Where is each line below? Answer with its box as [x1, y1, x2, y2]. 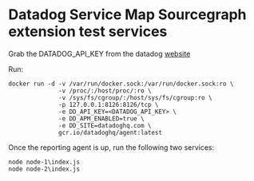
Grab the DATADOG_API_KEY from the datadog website [8, 49, 191, 58]
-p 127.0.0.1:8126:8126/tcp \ [58, 100, 159, 108]
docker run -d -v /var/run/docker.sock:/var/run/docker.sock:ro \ [8, 80, 234, 88]
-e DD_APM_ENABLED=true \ [58, 114, 145, 123]
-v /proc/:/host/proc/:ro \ [58, 86, 152, 95]
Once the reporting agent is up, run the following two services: [8, 142, 215, 152]
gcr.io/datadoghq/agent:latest [58, 128, 162, 136]
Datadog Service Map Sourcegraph [8, 6, 247, 24]
